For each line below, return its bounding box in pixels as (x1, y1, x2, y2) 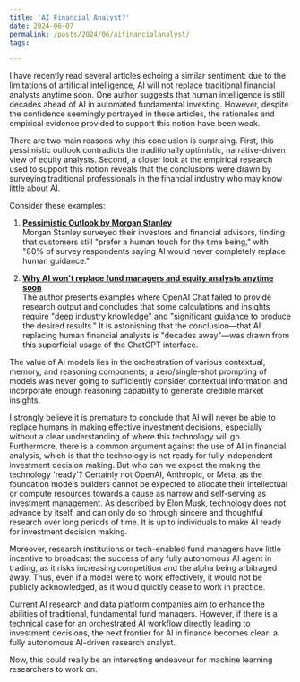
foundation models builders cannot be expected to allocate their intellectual (9, 479, 288, 490)
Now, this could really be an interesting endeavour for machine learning (9, 654, 273, 665)
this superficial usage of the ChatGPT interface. (21, 339, 199, 350)
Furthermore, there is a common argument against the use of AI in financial (9, 440, 287, 452)
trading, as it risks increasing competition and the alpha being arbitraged (9, 563, 278, 574)
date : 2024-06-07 (9, 21, 74, 30)
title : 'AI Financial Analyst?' (9, 13, 130, 22)
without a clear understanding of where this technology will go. (9, 431, 243, 442)
